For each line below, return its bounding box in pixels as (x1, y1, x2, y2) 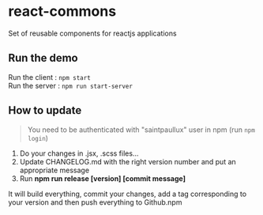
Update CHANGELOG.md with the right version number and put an (19, 157, 237, 166)
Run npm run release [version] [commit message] (19, 173, 186, 183)
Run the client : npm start (8, 72, 91, 81)
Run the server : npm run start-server (8, 81, 133, 90)
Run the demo (8, 51, 79, 65)
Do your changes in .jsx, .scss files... (19, 149, 139, 158)
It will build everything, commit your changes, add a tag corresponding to (8, 189, 247, 198)
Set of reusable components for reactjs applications (8, 28, 177, 38)
